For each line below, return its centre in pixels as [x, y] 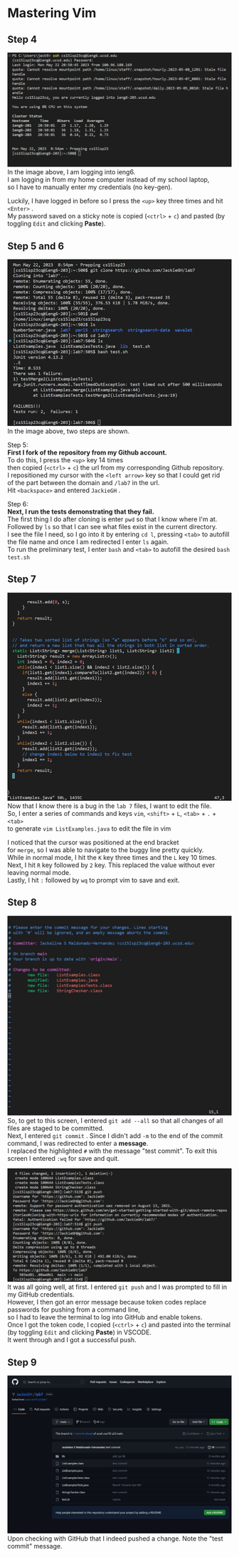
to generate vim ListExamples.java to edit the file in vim [89, 829]
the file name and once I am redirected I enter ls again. [88, 541]
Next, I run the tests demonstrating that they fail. [81, 511]
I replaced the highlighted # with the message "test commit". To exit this [112, 1151]
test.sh [19, 557]
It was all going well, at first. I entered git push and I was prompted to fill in [117, 1287]
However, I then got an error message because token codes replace [107, 1302]
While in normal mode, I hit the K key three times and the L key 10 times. [112, 857]
